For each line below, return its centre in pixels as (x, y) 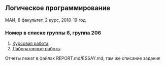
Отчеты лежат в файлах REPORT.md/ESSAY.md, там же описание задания (83, 58)
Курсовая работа (30, 43)
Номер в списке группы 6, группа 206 (53, 33)
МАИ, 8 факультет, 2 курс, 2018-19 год (46, 20)
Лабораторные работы (36, 49)
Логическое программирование (58, 8)
